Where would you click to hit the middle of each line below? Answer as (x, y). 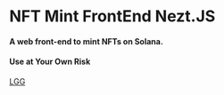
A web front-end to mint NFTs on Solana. (86, 41)
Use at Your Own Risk (50, 62)
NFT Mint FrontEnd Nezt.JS (112, 16)
